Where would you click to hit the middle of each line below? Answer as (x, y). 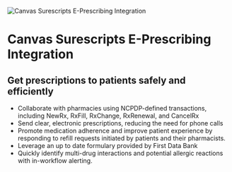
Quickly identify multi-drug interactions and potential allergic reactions (120, 153)
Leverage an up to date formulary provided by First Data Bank (108, 146)
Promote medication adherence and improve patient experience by (115, 131)
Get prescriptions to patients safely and (97, 80)
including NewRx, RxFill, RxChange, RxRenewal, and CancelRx (108, 116)
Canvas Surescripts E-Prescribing (109, 39)
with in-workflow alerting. (55, 161)
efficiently (31, 91)
